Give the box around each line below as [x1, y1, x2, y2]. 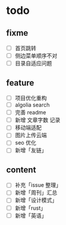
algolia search [14, 101, 50, 109]
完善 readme [14, 109, 46, 116]
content [6, 165, 37, 175]
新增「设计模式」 [14, 197, 58, 204]
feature [6, 77, 35, 88]
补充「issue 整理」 [14, 181, 62, 189]
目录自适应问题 [14, 60, 52, 67]
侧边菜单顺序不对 [14, 52, 58, 59]
